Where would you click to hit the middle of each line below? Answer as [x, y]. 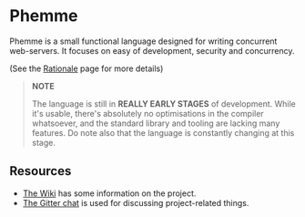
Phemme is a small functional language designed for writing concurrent [143, 41]
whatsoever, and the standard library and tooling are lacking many [156, 123]
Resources [41, 171]
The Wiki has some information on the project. [109, 193]
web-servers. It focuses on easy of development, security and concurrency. [152, 50]
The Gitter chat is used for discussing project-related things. [136, 202]
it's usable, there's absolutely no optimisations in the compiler [147, 113]
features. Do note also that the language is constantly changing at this [163, 132]
